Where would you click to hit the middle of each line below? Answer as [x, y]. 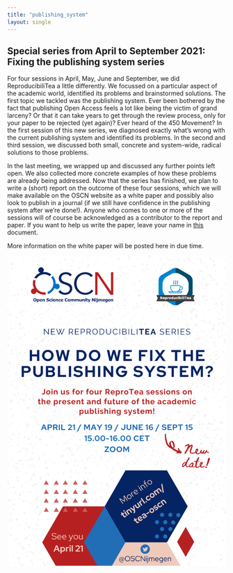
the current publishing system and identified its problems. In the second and [116, 138]
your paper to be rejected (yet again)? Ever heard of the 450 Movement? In [115, 123]
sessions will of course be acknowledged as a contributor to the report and [115, 218]
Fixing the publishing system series [86, 62]
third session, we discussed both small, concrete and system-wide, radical [114, 145]
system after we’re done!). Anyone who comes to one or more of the [105, 210]
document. [23, 232]
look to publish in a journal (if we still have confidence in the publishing [109, 203]
